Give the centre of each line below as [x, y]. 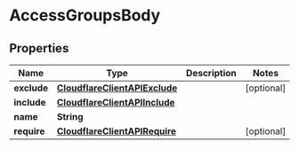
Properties [39, 48]
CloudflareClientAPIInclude [116, 102]
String [70, 117]
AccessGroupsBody [85, 16]
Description [211, 73]
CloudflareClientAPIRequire [116, 131]
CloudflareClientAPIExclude [117, 88]
